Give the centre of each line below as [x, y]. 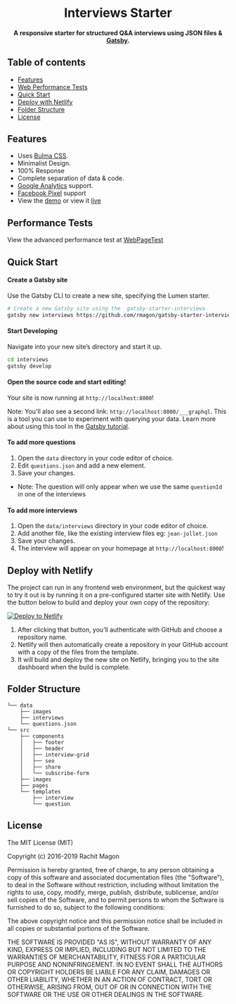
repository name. [42, 637]
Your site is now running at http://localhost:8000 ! [81, 397]
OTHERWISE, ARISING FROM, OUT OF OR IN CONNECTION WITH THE [110, 986]
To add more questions [41, 442]
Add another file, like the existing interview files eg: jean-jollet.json [117, 534]
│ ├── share [40, 767]
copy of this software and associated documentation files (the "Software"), [116, 877]
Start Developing [33, 331]
